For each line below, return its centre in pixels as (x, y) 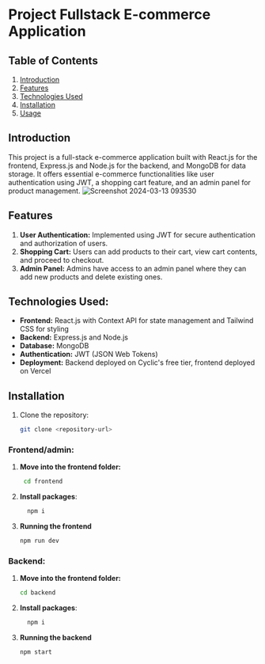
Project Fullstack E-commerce (110, 15)
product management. (44, 191)
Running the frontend (56, 526)
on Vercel (35, 371)
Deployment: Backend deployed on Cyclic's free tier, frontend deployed (137, 362)
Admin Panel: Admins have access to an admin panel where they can (133, 268)
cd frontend (43, 482)
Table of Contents (53, 61)
